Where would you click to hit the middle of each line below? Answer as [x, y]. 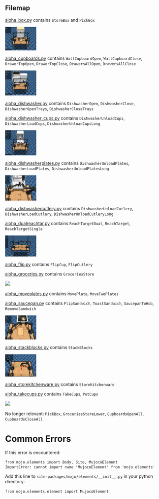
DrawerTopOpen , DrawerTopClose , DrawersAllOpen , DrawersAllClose [71, 63]
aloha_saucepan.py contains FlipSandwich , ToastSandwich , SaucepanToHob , [79, 303]
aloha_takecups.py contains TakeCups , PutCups [52, 394]
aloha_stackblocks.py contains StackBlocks [49, 347]
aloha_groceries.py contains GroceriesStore [50, 274]
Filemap [18, 8]
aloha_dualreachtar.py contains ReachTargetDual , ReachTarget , [68, 223]
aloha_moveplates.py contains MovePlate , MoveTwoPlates [62, 294]
